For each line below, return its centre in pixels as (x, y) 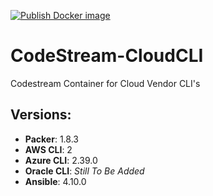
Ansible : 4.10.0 (55, 181)
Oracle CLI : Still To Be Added (84, 171)
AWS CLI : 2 (48, 149)
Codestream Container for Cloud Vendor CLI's (105, 83)
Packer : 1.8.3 (51, 139)
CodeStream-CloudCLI (107, 56)
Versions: (41, 115)
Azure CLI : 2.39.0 (61, 160)
